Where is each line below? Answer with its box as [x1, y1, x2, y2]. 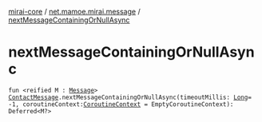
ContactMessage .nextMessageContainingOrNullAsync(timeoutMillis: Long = [8, 93, 252, 101]
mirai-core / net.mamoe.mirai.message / [8, 7, 141, 16]
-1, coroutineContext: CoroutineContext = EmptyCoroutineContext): [8, 100, 234, 108]
